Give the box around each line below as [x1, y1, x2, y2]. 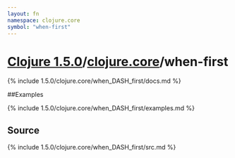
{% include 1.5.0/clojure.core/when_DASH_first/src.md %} [7, 143, 176, 152]
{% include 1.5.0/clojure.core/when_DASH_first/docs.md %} [7, 77, 181, 85]
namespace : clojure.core [7, 17, 80, 24]
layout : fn [7, 10, 40, 18]
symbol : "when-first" [7, 23, 71, 30]
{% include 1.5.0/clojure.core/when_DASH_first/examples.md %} [7, 104, 195, 112]
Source [7, 124, 40, 136]
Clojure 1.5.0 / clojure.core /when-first [7, 53, 229, 70]
